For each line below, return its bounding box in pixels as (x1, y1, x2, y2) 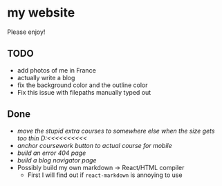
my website (7, 5, 75, 21)
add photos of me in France (17, 66, 97, 74)
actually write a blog (17, 73, 75, 82)
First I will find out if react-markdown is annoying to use (27, 171, 183, 179)
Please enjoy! (7, 28, 46, 36)
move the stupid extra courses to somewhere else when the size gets (17, 127, 215, 135)
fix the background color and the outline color (17, 81, 148, 89)
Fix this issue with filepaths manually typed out (17, 88, 151, 96)
